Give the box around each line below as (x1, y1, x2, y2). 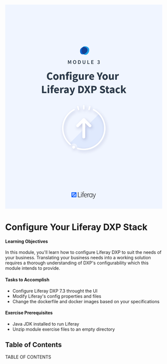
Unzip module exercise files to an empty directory (12, 326, 115, 332)
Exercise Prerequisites (5, 310, 53, 316)
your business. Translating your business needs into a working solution (5, 255, 151, 261)
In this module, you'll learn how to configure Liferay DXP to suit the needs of (5, 249, 162, 255)
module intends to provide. (5, 265, 60, 271)
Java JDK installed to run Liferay (12, 321, 80, 327)
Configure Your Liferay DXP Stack (5, 221, 148, 233)
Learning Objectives (5, 238, 48, 244)
